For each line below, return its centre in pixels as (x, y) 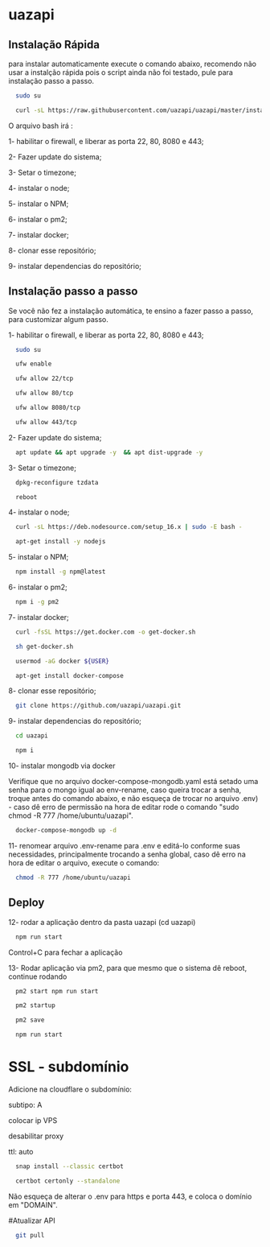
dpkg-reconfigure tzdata (57, 482)
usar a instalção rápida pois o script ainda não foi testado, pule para (121, 72)
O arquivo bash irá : (41, 126)
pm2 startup (36, 1005)
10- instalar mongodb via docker (62, 766)
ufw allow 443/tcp (47, 422)
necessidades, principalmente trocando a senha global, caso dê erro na (127, 854)
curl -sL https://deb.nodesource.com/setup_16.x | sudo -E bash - (129, 527)
